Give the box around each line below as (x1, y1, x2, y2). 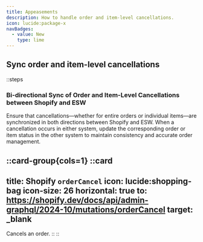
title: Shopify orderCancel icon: (6, 176, 124, 186)
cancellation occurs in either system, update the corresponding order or (6, 125, 186, 132)
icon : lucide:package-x (6, 20, 66, 26)
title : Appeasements (6, 8, 59, 15)
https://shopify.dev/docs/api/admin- (6, 195, 149, 205)
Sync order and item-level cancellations (6, 59, 160, 70)
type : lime (17, 37, 45, 43)
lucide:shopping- (125, 176, 192, 186)
